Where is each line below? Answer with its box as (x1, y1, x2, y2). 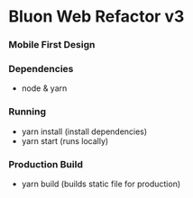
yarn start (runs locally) (21, 135, 109, 146)
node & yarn (21, 83, 68, 94)
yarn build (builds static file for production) (21, 178, 181, 189)
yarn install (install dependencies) (21, 126, 148, 137)
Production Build (8, 157, 83, 170)
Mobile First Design (8, 39, 96, 51)
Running (8, 105, 47, 118)
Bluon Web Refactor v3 (8, 6, 185, 27)
